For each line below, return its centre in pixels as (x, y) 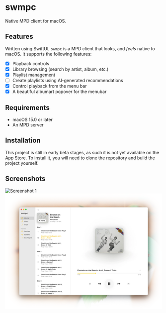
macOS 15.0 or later (33, 119)
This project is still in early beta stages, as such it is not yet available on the (82, 152)
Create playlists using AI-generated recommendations (68, 80)
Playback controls (31, 63)
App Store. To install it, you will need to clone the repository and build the (80, 158)
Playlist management (34, 75)
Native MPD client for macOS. (36, 21)
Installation (23, 141)
